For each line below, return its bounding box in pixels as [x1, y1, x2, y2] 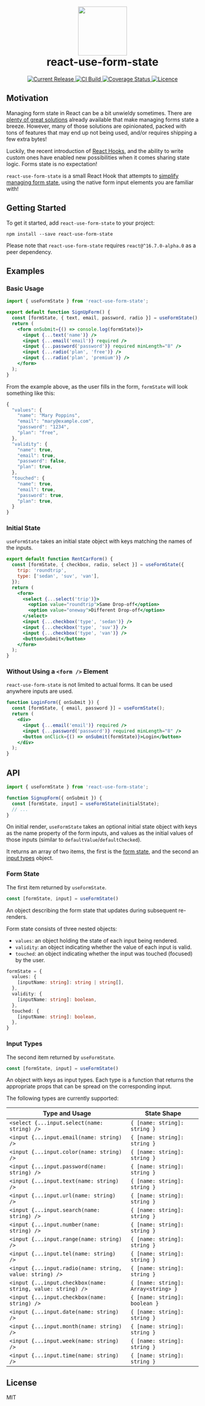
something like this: [6, 389, 56, 397]
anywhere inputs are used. [6, 687, 73, 695]
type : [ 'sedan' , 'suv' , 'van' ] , [17, 573, 99, 580]
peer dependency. [6, 248, 52, 255]
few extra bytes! [6, 135, 47, 143]
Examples [6, 266, 45, 276]
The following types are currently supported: [6, 1094, 119, 1102]
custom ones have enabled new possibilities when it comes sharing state [6, 154, 190, 161]
